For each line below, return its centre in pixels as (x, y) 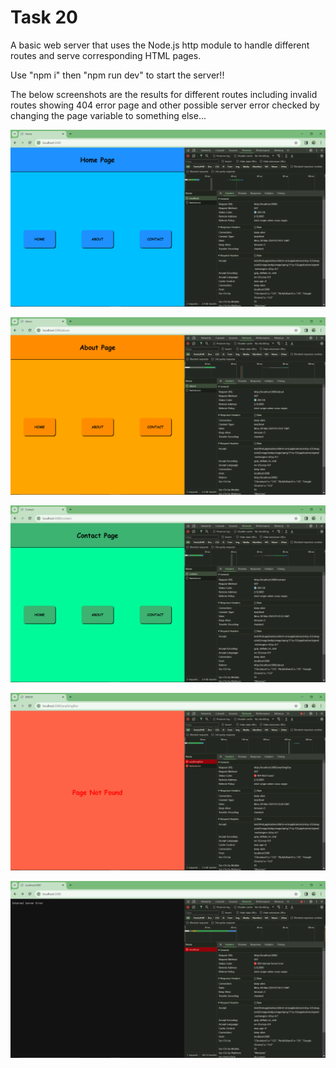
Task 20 (44, 17)
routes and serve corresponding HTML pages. (106, 55)
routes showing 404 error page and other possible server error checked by (165, 105)
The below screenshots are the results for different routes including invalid (164, 94)
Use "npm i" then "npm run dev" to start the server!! (117, 75)
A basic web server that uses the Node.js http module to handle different (160, 45)
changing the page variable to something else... (108, 115)
